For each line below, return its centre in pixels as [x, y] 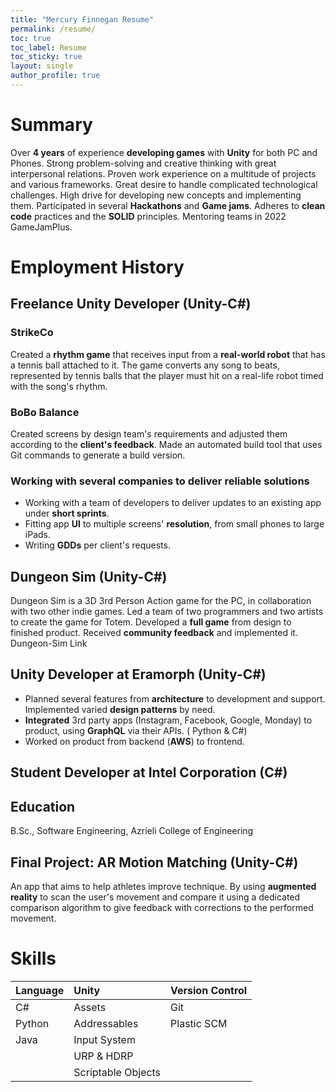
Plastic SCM [199, 1023]
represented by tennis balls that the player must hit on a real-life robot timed [167, 375]
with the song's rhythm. [59, 386]
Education [43, 806]
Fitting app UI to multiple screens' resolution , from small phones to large [174, 524]
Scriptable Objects [117, 1072]
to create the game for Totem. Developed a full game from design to [151, 622]
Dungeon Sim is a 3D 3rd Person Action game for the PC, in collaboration [161, 601]
